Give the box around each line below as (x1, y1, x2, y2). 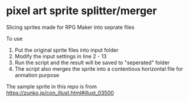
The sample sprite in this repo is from (6, 83, 97, 90)
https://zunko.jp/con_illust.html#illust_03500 (6, 89, 114, 96)
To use (6, 35, 23, 42)
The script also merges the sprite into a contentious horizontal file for (14, 65, 184, 72)
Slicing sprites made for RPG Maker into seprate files (6, 24, 135, 31)
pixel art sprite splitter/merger (6, 4, 157, 18)
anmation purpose (14, 71, 60, 78)
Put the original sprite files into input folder (14, 46, 119, 54)
